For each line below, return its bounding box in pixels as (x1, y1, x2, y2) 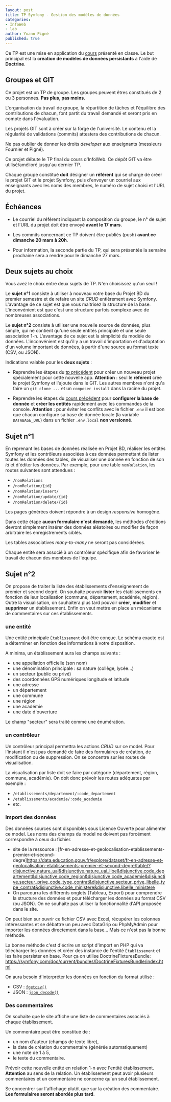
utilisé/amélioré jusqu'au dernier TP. (5, 162, 82, 168)
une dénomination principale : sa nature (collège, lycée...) (12, 665, 134, 671)
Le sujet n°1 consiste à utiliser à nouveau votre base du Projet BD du (5, 290, 150, 297)
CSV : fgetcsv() (12, 983, 47, 989)
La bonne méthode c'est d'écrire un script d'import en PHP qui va (5, 942, 143, 948)
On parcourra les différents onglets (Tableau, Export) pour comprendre (12, 889, 162, 895)
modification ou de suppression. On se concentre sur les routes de (5, 754, 146, 760)
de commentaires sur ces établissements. (5, 610, 93, 616)
